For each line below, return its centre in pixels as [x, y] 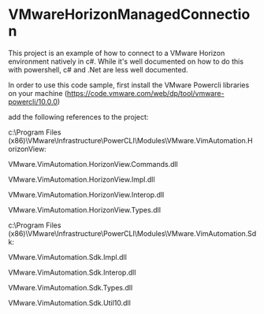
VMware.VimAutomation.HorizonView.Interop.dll [86, 194]
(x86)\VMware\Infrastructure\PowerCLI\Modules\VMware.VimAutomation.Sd [132, 233]
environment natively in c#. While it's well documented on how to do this [126, 61]
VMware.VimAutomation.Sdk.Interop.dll [72, 272]
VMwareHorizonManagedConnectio [129, 15]
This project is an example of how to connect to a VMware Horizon [117, 53]
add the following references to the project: [78, 116]
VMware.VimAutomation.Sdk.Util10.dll [70, 303]
